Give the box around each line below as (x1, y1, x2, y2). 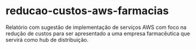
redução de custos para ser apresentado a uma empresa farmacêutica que (5, 30, 191, 37)
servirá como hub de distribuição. (5, 36, 89, 43)
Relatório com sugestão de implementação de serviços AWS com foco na (5, 24, 186, 31)
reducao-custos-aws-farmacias (5, 4, 169, 18)
